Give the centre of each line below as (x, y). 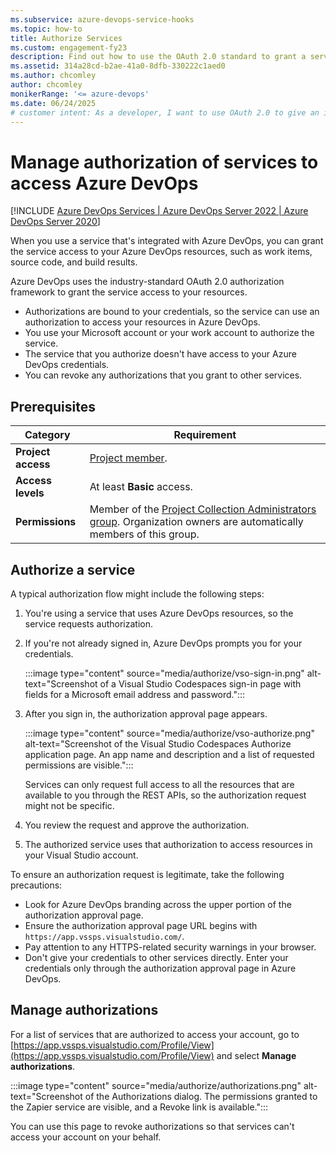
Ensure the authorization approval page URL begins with (141, 925)
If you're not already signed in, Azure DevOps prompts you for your (163, 643)
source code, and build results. (74, 262)
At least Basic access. (141, 487)
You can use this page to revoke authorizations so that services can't (152, 1126)
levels (30, 493)
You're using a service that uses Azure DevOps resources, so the (159, 613)
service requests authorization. (89, 623)
